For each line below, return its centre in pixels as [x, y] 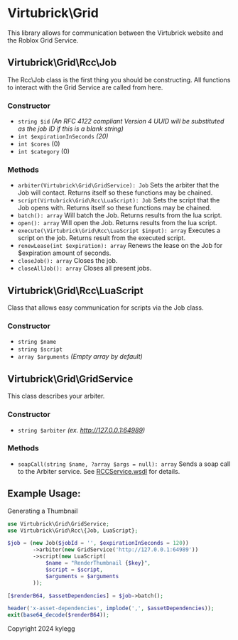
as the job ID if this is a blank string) [71, 129]
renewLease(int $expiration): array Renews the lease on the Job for [120, 246]
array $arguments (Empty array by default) [80, 357]
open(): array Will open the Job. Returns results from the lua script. [117, 223]
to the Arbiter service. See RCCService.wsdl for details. [99, 471]
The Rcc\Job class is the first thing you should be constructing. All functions [119, 80]
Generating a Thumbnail [43, 511]
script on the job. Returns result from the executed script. [102, 238]
